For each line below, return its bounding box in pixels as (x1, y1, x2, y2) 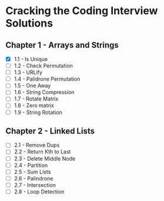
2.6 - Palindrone (14, 175, 53, 182)
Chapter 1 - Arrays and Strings (5, 40, 119, 50)
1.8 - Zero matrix (14, 102, 54, 109)
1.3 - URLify (14, 69, 42, 76)
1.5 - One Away (14, 82, 51, 89)
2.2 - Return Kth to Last (14, 148, 71, 155)
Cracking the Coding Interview (5, 4, 158, 18)
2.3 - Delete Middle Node (14, 155, 76, 162)
